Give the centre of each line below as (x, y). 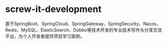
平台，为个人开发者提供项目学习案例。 (45, 36)
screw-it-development (53, 9)
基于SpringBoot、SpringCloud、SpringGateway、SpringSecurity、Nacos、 (83, 23)
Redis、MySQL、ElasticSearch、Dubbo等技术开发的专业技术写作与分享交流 (83, 30)
